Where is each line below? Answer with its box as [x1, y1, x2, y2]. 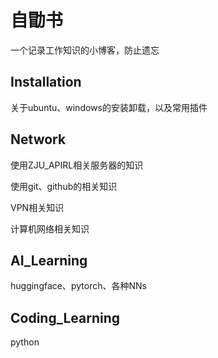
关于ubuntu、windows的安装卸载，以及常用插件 [10, 101, 208, 113]
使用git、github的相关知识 [10, 180, 118, 192]
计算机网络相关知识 [10, 222, 90, 235]
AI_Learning [10, 252, 88, 269]
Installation [10, 74, 82, 91]
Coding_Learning [10, 309, 120, 326]
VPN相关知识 [10, 201, 65, 213]
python [10, 336, 40, 348]
